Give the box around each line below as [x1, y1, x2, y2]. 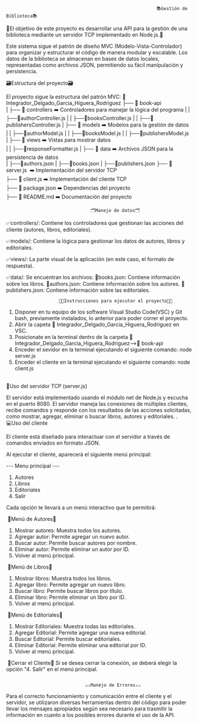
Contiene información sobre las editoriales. [46, 286, 150, 293]
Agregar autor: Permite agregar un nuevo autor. [14, 533, 130, 540]
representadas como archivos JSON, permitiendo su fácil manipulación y [6, 61, 184, 69]
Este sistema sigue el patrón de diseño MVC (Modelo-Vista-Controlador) [6, 43, 183, 50]
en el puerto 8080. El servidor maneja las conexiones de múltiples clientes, [6, 400, 189, 407]
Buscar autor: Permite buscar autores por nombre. [14, 540, 137, 546]
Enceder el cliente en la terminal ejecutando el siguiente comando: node [14, 358, 190, 366]
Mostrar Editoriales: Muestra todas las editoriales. [14, 623, 136, 630]
